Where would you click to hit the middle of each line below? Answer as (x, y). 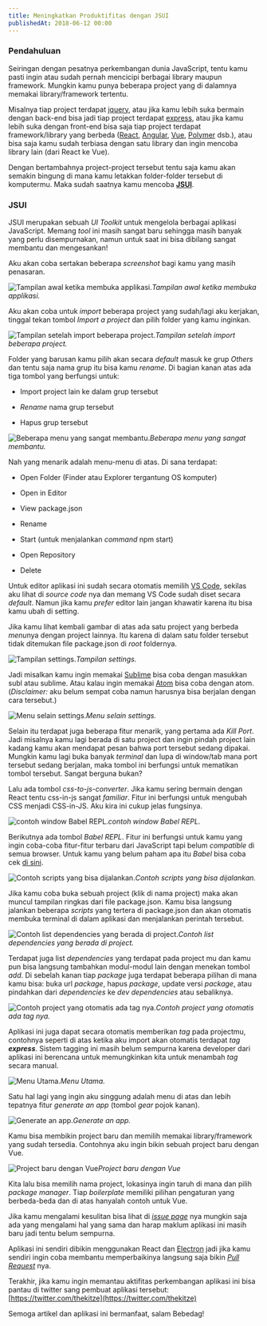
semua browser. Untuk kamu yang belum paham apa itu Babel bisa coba (127, 854)
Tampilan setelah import (195, 335)
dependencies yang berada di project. (71, 943)
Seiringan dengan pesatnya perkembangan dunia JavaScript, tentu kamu (128, 68)
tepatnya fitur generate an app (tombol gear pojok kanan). (104, 1105)
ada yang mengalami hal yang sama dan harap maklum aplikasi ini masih (128, 1225)
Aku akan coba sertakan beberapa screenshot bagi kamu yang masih (122, 264)
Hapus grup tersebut (54, 423)
